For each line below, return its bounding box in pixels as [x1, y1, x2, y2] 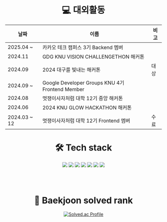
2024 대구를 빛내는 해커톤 [42, 66, 101, 73]
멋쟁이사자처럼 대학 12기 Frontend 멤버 [42, 117, 130, 124]
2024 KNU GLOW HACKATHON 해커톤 [42, 104, 132, 111]
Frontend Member [42, 85, 84, 92]
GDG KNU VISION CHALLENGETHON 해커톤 [42, 53, 145, 60]
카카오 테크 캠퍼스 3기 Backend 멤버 [42, 44, 123, 51]
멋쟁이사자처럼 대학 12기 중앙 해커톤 [42, 95, 123, 102]
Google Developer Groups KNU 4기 [42, 79, 125, 86]
